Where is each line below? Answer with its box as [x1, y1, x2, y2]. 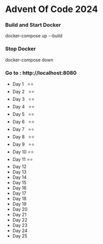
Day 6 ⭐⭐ [12, 119, 35, 125]
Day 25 [12, 233, 27, 239]
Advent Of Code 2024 [5, 4, 98, 15]
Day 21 [12, 212, 26, 218]
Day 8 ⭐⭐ [12, 134, 35, 140]
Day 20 [12, 206, 27, 212]
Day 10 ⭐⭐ [12, 149, 34, 155]
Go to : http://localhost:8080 [5, 69, 77, 76]
